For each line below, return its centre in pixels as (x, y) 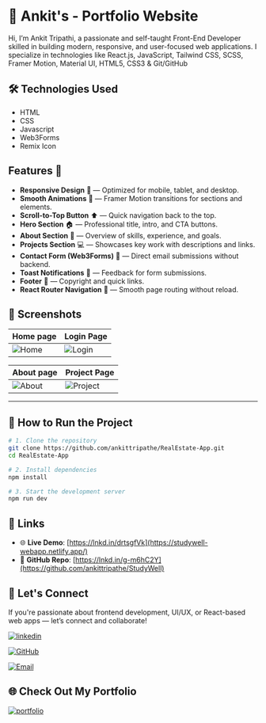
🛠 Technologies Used (63, 89)
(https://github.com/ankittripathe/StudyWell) (92, 569)
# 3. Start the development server (67, 491)
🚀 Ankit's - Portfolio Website (103, 16)
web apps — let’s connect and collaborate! (78, 620)
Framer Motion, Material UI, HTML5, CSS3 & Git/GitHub (98, 63)
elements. (36, 207)
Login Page (86, 337)
